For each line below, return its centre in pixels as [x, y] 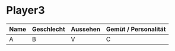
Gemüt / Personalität [136, 29]
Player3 [26, 10]
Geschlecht [48, 29]
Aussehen [86, 29]
